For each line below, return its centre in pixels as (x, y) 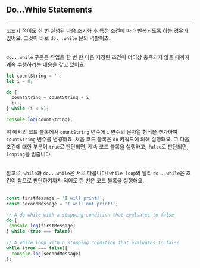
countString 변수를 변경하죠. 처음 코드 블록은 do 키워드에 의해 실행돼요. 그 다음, (99, 139)
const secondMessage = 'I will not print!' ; (62, 204)
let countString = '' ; (34, 76)
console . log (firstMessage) (42, 226)
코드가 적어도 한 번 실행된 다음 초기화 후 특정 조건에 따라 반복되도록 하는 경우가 (97, 30)
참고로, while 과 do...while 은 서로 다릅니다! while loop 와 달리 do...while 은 (96, 173)
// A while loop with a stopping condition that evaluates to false (93, 242)
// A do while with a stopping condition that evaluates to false (90, 215)
